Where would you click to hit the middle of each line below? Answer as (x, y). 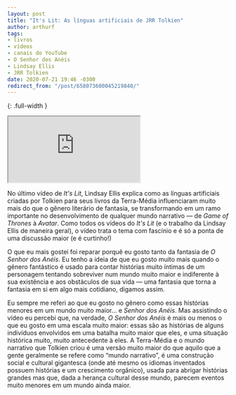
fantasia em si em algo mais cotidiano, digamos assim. (86, 289)
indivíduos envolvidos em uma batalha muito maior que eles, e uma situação (118, 333)
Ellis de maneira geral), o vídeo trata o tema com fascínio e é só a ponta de (116, 231)
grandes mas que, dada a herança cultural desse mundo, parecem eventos (116, 378)
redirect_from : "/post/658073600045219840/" (73, 86)
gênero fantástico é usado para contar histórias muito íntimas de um (106, 267)
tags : (15, 33)
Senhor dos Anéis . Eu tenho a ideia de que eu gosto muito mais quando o (113, 259)
